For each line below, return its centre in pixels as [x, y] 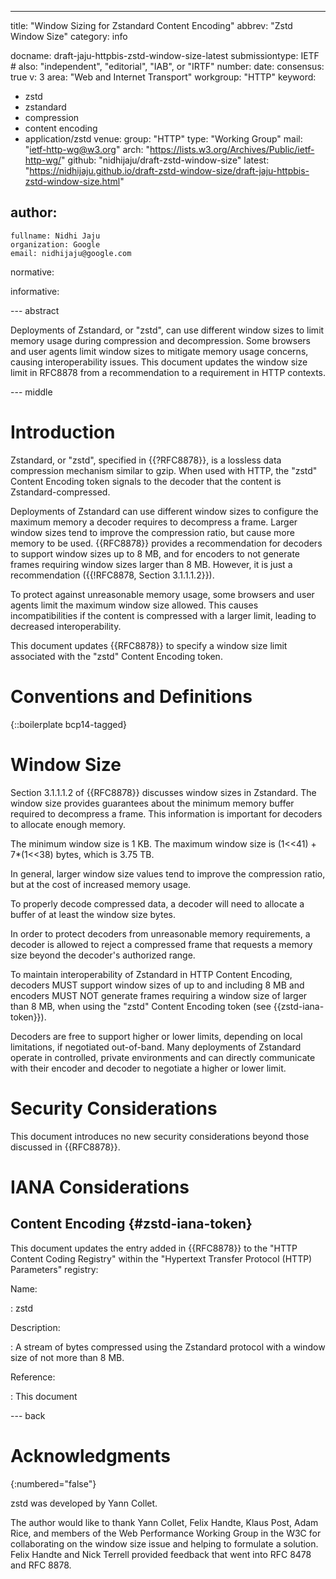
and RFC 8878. [41, 1565]
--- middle [31, 392]
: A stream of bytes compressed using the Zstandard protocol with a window [168, 1347]
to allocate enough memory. [68, 824]
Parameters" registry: [54, 1269]
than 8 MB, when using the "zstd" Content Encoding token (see [141, 1006]
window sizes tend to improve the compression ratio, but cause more [152, 532]
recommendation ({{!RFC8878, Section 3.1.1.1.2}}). [112, 575]
